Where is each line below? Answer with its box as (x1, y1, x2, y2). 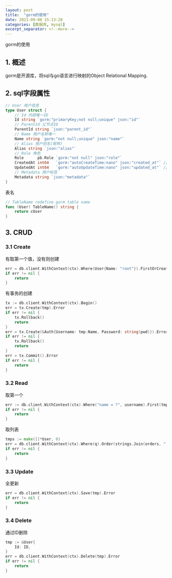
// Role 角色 (14, 151, 41, 156)
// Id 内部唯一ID (14, 113, 49, 118)
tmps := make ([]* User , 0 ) (5, 437, 60, 442)
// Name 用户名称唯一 (14, 132, 56, 137)
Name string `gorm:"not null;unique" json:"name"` (14, 136, 125, 141)
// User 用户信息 (5, 103, 39, 108)
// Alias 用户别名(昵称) (14, 141, 63, 146)
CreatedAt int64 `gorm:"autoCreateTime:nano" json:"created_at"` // (14, 160, 168, 165)
